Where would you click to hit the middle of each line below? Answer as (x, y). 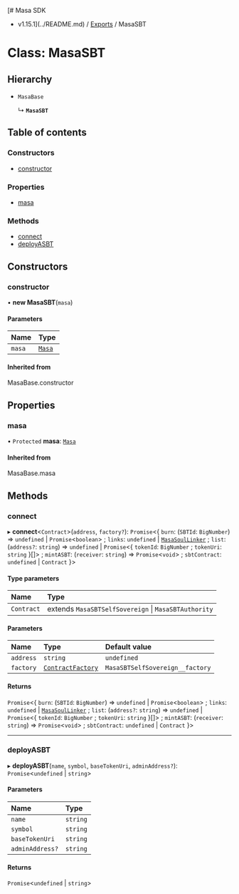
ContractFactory (71, 668)
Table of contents (47, 132)
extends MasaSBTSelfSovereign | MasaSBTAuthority (130, 609)
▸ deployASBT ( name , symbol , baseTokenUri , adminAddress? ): (92, 766)
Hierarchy (30, 79)
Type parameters (33, 578)
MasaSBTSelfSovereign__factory (158, 668)
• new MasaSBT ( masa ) (40, 302)
